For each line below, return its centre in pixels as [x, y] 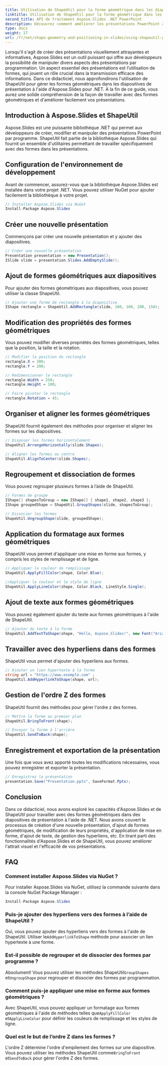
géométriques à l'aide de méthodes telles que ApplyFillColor [68, 1013]
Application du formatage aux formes [65, 534]
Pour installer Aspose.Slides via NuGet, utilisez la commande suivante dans [83, 887]
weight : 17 [16, 33]
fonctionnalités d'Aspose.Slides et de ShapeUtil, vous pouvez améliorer [78, 841]
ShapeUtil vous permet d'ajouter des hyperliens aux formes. [67, 661]
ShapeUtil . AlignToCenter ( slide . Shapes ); [48, 459]
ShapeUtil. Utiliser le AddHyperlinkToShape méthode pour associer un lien [79, 937]
